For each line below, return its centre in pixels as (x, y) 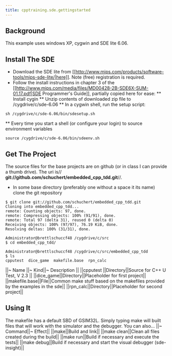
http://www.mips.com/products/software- (120, 72)
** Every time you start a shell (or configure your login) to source (74, 123)
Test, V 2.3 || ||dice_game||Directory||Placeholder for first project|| (76, 276)
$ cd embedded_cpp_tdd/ (31, 243)
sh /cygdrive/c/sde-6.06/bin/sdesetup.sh (50, 114)
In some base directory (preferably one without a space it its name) (84, 188)
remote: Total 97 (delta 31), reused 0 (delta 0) (60, 220)
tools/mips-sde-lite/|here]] (41, 77)
